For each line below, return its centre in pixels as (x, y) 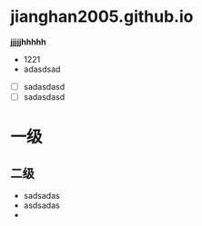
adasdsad (42, 69)
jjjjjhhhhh (28, 42)
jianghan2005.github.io (102, 17)
